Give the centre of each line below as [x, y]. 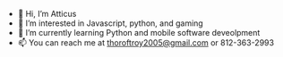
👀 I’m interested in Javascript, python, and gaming [110, 23]
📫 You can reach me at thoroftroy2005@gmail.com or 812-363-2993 [146, 43]
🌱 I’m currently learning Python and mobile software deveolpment [139, 33]
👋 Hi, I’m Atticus [47, 14]
